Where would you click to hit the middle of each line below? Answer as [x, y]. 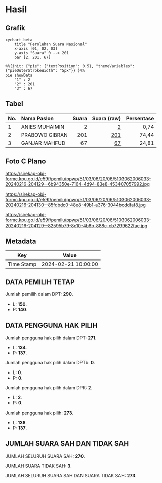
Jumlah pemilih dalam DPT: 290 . [39, 294]
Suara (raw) [107, 118]
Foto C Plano [26, 161]
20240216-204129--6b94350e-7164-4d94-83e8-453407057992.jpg [78, 184]
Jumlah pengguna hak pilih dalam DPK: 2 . [49, 388]
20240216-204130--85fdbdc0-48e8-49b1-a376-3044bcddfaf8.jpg [75, 205]
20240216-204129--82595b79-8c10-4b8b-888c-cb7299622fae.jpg [76, 225]
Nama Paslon [37, 118]
